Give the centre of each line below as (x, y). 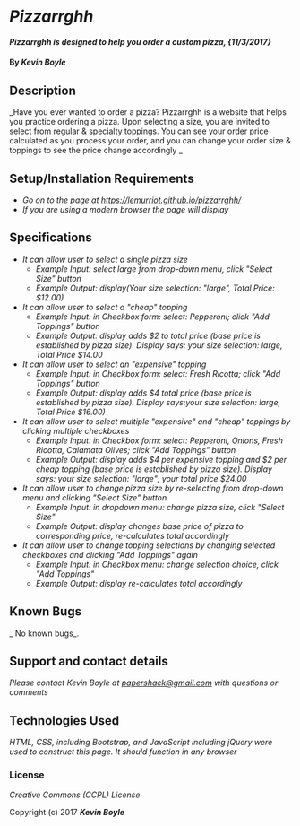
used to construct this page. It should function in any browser (123, 752)
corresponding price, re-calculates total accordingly (133, 535)
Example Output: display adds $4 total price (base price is (144, 393)
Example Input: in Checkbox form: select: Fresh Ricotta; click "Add (158, 373)
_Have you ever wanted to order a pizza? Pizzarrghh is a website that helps (148, 112)
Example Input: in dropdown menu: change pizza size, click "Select (160, 507)
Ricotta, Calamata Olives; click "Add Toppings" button (136, 449)
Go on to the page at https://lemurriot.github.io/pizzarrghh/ (132, 200)
